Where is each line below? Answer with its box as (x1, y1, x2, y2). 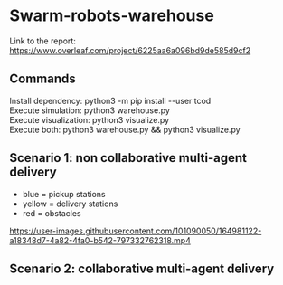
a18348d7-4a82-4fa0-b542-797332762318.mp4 (9, 234, 192, 245)
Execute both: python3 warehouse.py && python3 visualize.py (9, 124, 241, 135)
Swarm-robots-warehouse (9, 5, 214, 26)
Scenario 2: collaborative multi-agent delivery (9, 261, 275, 276)
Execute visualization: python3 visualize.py (9, 114, 170, 125)
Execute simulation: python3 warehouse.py (9, 105, 170, 116)
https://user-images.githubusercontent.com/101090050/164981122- (9, 225, 262, 236)
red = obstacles (22, 207, 81, 218)
